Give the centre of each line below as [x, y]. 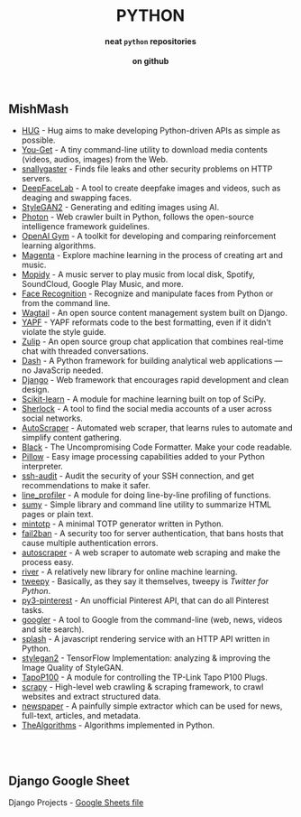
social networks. [52, 418]
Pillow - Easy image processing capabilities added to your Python [143, 457]
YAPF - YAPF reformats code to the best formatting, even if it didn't [146, 322]
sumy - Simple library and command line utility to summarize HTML [146, 505]
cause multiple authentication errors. [90, 543]
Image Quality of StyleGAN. [72, 668]
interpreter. [42, 467]
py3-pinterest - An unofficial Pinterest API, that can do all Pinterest [145, 600]
